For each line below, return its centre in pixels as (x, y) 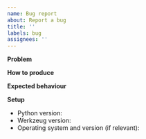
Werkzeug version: (44, 121)
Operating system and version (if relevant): (78, 128)
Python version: (39, 113)
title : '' (21, 26)
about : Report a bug (37, 20)
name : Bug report (32, 14)
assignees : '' (28, 40)
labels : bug (24, 33)
